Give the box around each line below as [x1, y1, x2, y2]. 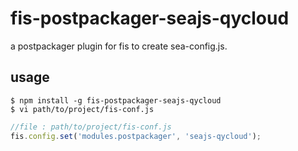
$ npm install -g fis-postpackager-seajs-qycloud [10, 95, 222, 106]
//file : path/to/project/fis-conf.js [10, 122, 172, 132]
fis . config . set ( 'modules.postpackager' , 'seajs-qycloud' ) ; [10, 131, 262, 141]
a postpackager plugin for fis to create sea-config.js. [10, 40, 228, 52]
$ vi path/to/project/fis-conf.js [10, 104, 155, 114]
